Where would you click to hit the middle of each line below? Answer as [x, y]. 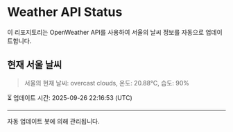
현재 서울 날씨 [35, 65]
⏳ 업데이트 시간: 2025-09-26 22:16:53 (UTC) [70, 97]
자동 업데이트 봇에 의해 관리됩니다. [53, 121]
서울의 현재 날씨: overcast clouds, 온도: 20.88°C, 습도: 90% [106, 83]
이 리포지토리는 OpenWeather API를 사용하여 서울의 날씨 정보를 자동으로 [106, 32]
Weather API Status [65, 12]
